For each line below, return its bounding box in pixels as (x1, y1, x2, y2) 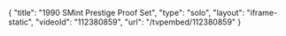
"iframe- (246, 8, 278, 18)
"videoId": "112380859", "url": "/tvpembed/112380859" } (35, 17, 242, 27)
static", (8, 17, 35, 27)
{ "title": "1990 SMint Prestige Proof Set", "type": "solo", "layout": (8, 8, 245, 18)
